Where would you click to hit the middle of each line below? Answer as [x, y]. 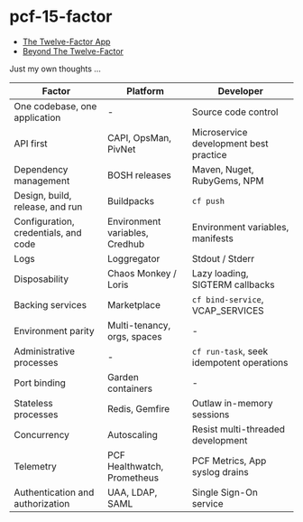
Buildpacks [131, 200]
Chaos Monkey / [142, 273]
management [42, 181]
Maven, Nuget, [223, 169]
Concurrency [41, 434]
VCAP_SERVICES [228, 311]
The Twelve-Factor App [66, 42]
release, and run [48, 207]
